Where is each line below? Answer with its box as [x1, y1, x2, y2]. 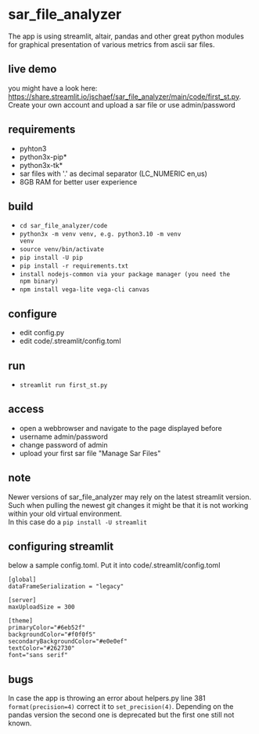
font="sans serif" [8, 652, 68, 659]
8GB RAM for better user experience [19, 177, 138, 186]
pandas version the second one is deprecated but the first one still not [8, 710, 235, 720]
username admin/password [19, 432, 108, 441]
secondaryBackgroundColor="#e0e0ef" [8, 637, 128, 645]
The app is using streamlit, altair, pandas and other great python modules [8, 31, 244, 41]
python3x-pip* [19, 152, 67, 162]
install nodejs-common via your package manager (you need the [19, 271, 231, 279]
